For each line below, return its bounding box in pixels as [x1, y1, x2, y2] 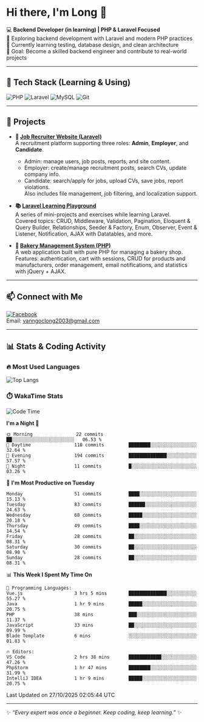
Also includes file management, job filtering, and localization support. [24, 189, 198, 197]
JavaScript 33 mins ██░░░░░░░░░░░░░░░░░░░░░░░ [6, 622, 197, 628]
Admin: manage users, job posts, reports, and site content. [24, 157, 171, 165]
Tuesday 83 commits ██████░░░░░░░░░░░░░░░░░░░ [6, 502, 197, 508]
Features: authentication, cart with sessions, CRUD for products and [15, 254, 186, 262]
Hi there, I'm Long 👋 [6, 5, 107, 19]
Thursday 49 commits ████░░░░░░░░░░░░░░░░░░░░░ [6, 523, 197, 529]
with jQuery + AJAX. [15, 267, 67, 275]
